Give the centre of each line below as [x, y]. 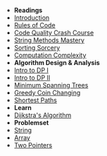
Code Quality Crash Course [54, 32]
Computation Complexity [50, 55]
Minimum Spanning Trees [51, 85]
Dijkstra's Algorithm [43, 115]
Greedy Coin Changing [47, 92]
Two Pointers [33, 145]
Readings [28, 10]
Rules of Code [34, 25]
